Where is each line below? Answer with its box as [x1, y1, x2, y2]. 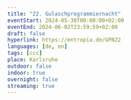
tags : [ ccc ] [7, 50, 42, 57]
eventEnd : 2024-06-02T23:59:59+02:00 [7, 23, 118, 30]
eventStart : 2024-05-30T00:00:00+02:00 [7, 17, 125, 24]
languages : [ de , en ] [7, 43, 68, 50]
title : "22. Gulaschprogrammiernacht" [7, 10, 121, 18]
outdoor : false [7, 63, 52, 70]
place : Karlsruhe [7, 56, 58, 63]
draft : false [7, 30, 46, 37]
